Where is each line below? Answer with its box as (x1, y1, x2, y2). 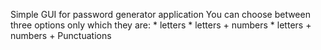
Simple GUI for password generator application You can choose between (10, 9, 311, 20)
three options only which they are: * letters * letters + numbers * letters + (10, 19, 312, 31)
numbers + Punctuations (10, 30, 112, 41)
